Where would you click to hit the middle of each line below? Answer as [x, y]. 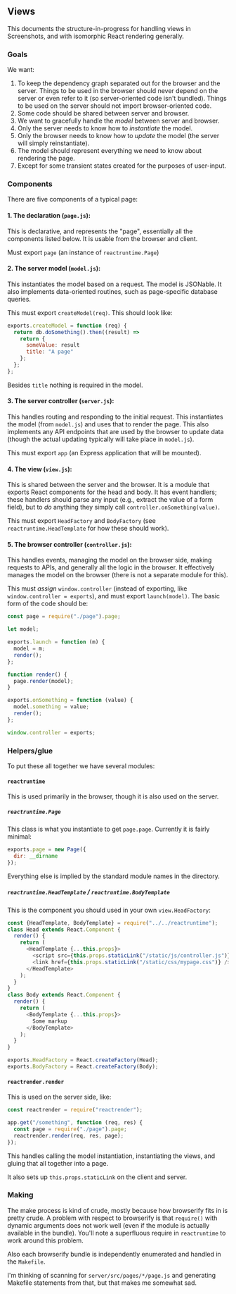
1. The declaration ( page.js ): [49, 215]
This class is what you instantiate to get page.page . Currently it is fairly [109, 829]
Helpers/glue [30, 751]
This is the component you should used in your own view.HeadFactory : [109, 910]
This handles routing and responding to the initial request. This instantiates [115, 417]
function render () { [38, 674]
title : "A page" [50, 352]
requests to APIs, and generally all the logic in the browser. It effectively [111, 567]
